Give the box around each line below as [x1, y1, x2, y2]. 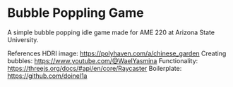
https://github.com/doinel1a [7, 72, 88, 80]
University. [7, 35, 39, 43]
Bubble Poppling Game [7, 5, 144, 21]
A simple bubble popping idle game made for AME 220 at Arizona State [7, 28, 215, 36]
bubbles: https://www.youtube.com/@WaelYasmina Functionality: [7, 56, 198, 65]
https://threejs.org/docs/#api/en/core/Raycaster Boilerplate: [7, 64, 182, 72]
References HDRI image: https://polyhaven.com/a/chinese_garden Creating [7, 49, 227, 58]
